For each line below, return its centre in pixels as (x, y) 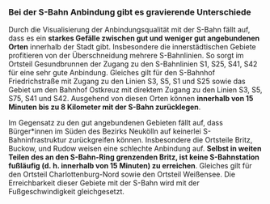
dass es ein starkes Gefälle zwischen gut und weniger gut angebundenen (134, 38)
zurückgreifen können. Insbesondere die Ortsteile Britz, (160, 140)
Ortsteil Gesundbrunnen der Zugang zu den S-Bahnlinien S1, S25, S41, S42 (133, 64)
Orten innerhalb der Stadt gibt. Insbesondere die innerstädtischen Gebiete (132, 47)
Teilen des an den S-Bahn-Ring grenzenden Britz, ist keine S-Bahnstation (134, 157)
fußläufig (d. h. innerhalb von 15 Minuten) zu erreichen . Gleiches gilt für (130, 166)
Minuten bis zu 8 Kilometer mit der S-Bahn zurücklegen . (105, 107)
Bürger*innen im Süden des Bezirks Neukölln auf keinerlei (105, 131)
